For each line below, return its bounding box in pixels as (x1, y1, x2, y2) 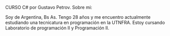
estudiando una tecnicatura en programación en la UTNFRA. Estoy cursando (5, 20, 165, 25)
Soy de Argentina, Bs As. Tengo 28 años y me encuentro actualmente (5, 14, 151, 20)
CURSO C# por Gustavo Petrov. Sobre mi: (5, 5, 92, 10)
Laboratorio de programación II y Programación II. (5, 25, 110, 31)
